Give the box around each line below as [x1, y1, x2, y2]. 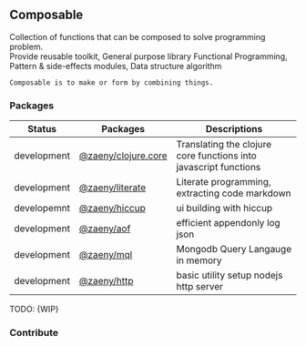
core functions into [176, 149, 257, 162]
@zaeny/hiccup [78, 202, 146, 215]
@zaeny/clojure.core [78, 149, 168, 162]
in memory [176, 254, 222, 267]
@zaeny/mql [78, 249, 133, 261]
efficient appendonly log [176, 217, 280, 229]
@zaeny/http [78, 275, 134, 288]
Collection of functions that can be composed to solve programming [9, 31, 266, 42]
